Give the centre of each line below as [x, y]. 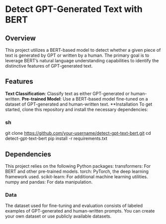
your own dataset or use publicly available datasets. [58, 216]
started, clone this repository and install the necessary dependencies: [77, 109]
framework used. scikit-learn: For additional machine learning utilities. [77, 176]
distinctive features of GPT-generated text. [49, 66]
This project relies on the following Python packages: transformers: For [78, 166]
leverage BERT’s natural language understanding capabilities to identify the [82, 60]
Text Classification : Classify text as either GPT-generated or [68, 94]
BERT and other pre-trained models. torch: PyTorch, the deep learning [77, 171]
